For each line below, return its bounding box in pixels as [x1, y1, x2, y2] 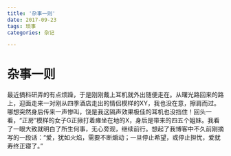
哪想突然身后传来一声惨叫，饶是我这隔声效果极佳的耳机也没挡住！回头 [7, 107, 206, 116]
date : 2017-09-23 [7, 16, 57, 23]
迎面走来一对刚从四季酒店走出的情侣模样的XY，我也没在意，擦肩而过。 [19, 99, 221, 107]
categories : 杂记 [7, 29, 55, 36]
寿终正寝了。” [7, 142, 43, 151]
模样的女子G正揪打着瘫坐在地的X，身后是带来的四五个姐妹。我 [36, 116, 214, 125]
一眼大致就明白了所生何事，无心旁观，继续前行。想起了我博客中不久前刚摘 [12, 125, 224, 133]
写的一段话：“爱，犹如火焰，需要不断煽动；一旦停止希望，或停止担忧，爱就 [7, 133, 221, 142]
